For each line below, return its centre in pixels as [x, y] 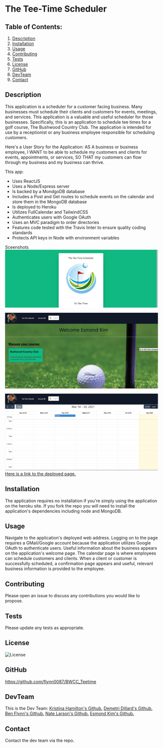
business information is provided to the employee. [55, 569]
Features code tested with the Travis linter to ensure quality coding [79, 227]
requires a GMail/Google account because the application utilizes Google [78, 543]
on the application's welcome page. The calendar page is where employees [81, 553]
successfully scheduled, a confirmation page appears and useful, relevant [79, 564]
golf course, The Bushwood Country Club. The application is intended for [78, 127]
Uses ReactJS [26, 181]
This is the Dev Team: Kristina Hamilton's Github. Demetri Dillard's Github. [79, 708]
